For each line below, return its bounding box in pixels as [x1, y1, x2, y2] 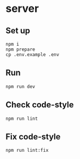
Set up [5, 26, 30, 36]
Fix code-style [5, 132, 61, 142]
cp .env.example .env [5, 52, 60, 58]
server [5, 2, 39, 15]
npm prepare [5, 46, 35, 52]
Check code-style [5, 100, 74, 110]
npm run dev [5, 83, 35, 89]
